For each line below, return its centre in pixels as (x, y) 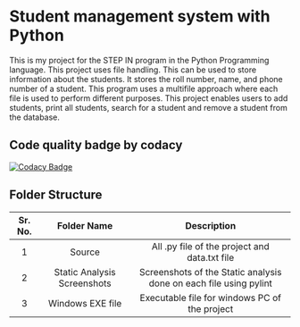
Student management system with (140, 17)
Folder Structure (56, 195)
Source (85, 252)
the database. (35, 117)
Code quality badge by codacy (96, 145)
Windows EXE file (85, 303)
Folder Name (85, 225)
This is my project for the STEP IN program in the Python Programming (139, 60)
